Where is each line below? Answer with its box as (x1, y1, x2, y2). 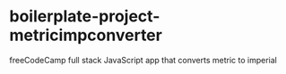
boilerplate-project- (9, 6, 160, 27)
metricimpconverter (9, 25, 163, 45)
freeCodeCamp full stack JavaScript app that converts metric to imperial (9, 54, 278, 65)
